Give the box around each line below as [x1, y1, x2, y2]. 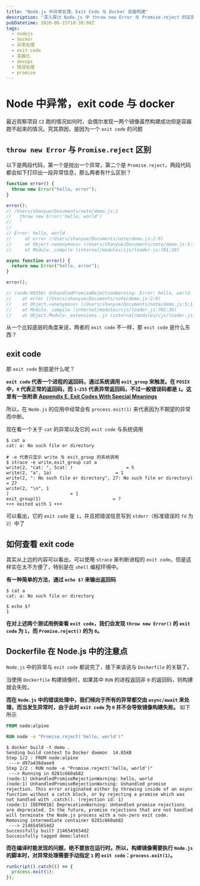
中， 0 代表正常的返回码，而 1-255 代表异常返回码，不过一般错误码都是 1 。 [6, 385, 186, 393]
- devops [11, 58, 33, 64]
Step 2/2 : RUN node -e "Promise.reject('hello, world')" [6, 765, 153, 771]
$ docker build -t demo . [6, 744, 70, 750]
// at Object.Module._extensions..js [6, 312, 108, 319]
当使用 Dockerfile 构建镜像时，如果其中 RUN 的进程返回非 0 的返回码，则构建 [6, 676, 193, 683]
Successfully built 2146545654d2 [6, 828, 89, 834]
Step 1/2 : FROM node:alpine [6, 754, 79, 761]
